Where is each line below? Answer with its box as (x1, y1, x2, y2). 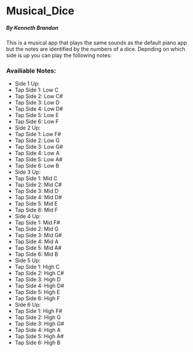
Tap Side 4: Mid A (14, 238, 59, 245)
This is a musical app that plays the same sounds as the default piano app (6, 39, 187, 46)
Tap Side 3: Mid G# (14, 232, 62, 239)
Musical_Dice (6, 4, 75, 18)
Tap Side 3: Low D (14, 99, 60, 106)
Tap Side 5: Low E (14, 112, 59, 119)
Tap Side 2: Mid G (14, 225, 59, 232)
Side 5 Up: (14, 257, 41, 264)
